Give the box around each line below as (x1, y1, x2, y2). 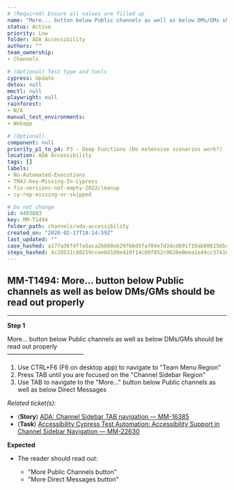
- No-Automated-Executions (7, 171, 86, 178)
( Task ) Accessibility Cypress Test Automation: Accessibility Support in (17, 420, 220, 429)
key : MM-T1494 (7, 217, 49, 224)
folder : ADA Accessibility (7, 36, 86, 43)
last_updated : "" (7, 236, 58, 243)
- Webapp (7, 120, 33, 127)
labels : (7, 165, 30, 172)
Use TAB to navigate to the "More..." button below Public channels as (17, 378, 216, 387)
